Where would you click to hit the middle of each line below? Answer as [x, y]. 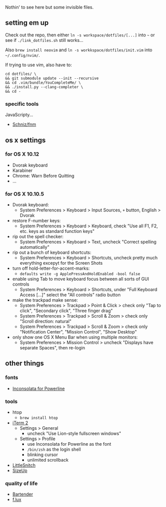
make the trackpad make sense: [45, 300]
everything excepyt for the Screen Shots [61, 263]
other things [25, 363]
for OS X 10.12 [22, 154]
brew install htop [39, 418]
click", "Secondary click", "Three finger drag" [66, 311]
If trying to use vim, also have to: [39, 65]
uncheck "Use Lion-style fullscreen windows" [74, 434]
